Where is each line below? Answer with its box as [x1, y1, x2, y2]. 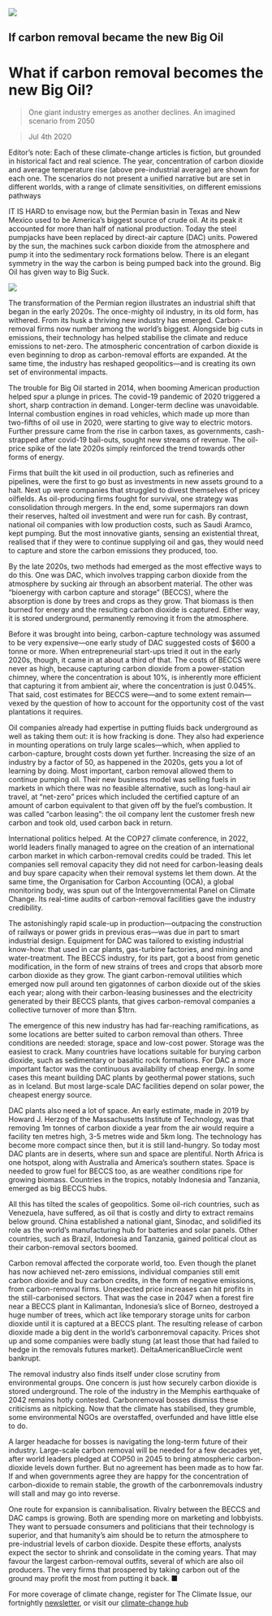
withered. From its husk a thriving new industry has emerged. [8, 316, 214, 325]
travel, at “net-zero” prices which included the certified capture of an [8, 792, 240, 801]
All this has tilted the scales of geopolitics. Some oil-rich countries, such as [8, 1199, 260, 1209]
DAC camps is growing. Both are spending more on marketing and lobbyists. [8, 1513, 264, 1523]
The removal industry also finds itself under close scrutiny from [8, 1369, 221, 1379]
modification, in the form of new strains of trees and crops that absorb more [8, 962, 263, 972]
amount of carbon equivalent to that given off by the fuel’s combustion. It [8, 801, 253, 810]
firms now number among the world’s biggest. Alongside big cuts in [37, 324, 264, 334]
